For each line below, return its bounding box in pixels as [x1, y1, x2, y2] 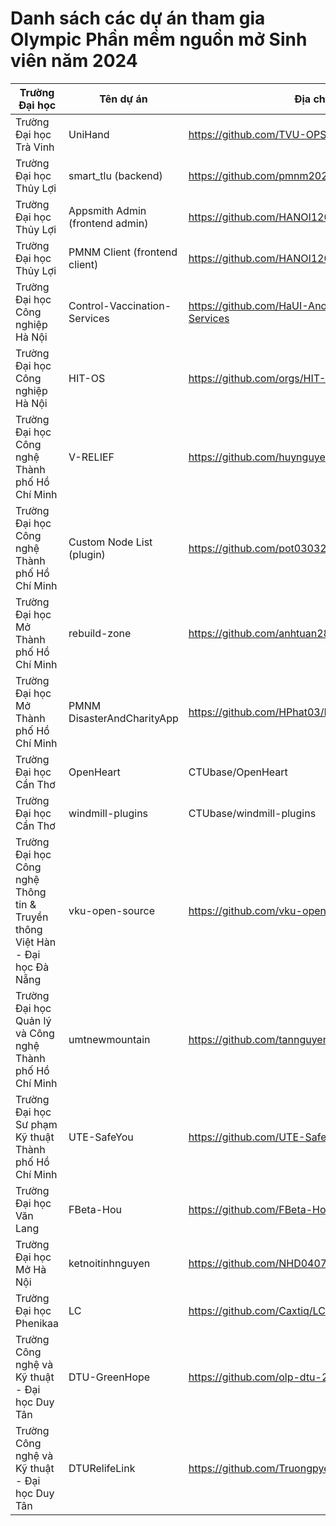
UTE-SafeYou [68, 1130, 134, 1144]
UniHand [68, 127, 110, 141]
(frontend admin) [68, 216, 149, 230]
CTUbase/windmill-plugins [188, 806, 317, 820]
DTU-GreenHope [68, 1370, 151, 1384]
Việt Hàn [15, 935, 57, 949]
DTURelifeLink [68, 1461, 136, 1475]
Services [68, 311, 110, 325]
